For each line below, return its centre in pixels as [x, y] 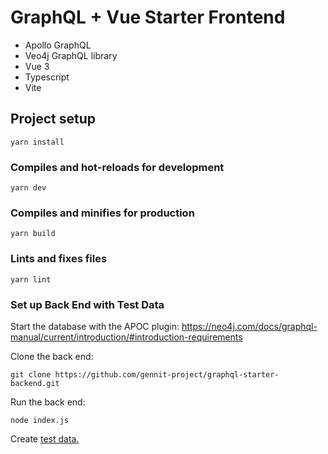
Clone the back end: [52, 356]
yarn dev [28, 188]
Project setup [53, 119]
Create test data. [45, 438]
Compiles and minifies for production [102, 213]
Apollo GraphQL [58, 45]
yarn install [37, 142]
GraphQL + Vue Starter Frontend [148, 17]
